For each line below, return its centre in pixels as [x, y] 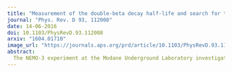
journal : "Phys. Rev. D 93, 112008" [60, 20]
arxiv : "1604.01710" [37, 39]
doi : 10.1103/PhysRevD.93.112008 [55, 33]
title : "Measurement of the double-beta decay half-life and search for [114, 13]
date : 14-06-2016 [32, 26]
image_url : [23, 45]
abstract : [21, 52]
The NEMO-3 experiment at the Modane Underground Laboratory [103, 58]
